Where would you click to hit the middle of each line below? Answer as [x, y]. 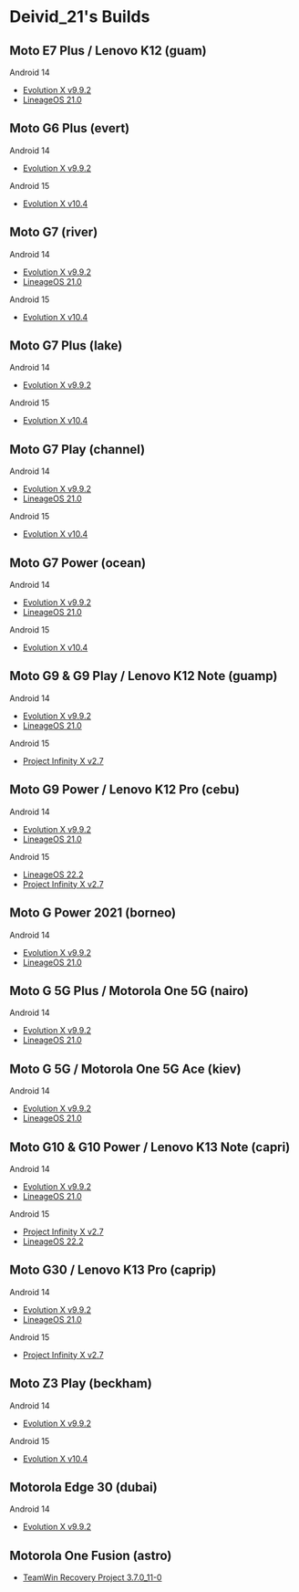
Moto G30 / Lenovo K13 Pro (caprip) [113, 1270]
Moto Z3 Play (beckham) [81, 1383]
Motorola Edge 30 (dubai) [83, 1487]
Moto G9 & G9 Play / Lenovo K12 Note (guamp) [144, 676]
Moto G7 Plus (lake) [66, 346]
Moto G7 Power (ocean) [78, 563]
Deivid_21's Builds [80, 17]
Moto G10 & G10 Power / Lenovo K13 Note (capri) [150, 1147]
